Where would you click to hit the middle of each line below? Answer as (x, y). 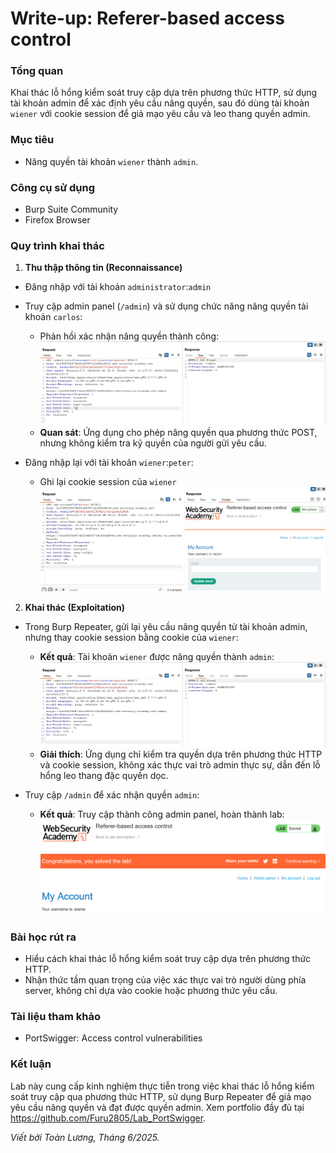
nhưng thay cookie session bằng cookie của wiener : (131, 637)
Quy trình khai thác (57, 245)
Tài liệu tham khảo (55, 1017)
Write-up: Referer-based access (147, 18)
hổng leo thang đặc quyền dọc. (104, 775)
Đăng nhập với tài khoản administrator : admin (118, 287)
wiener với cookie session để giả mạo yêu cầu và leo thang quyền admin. (160, 114)
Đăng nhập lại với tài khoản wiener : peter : (109, 462)
